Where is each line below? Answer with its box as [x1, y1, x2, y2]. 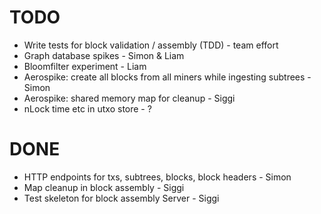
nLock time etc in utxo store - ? [23, 102, 152, 115]
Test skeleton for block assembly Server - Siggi [23, 192, 220, 204]
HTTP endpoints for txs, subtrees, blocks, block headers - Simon [23, 171, 292, 183]
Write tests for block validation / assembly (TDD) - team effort [23, 39, 279, 51]
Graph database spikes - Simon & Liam [23, 49, 185, 61]
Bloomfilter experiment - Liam [23, 60, 147, 72]
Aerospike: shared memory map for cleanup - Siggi [23, 92, 236, 104]
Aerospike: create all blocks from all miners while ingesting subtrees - [23, 71, 312, 83]
